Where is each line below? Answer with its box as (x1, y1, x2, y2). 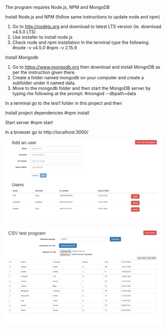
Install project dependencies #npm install (5, 110, 89, 116)
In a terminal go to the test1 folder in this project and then (5, 100, 122, 106)
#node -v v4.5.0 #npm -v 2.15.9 (12, 45, 77, 50)
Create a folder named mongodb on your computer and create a (12, 75, 144, 80)
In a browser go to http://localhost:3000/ (5, 129, 88, 135)
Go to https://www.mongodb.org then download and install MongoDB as (12, 64, 161, 70)
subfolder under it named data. (12, 80, 76, 86)
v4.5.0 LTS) (12, 29, 36, 34)
